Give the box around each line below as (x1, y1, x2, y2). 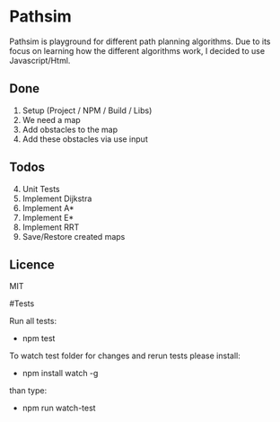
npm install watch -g (22, 368, 99, 379)
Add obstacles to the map (22, 124, 118, 135)
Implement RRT (22, 222, 80, 233)
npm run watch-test (22, 402, 96, 414)
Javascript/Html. (9, 55, 71, 66)
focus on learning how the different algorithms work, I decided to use (9, 45, 266, 56)
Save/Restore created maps (22, 231, 126, 242)
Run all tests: (9, 316, 57, 327)
